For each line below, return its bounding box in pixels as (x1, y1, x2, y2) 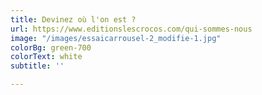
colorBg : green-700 (10, 42, 92, 53)
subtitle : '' (10, 61, 65, 71)
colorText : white (10, 52, 83, 62)
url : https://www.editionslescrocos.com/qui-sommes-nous (10, 24, 253, 34)
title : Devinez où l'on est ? (10, 14, 137, 25)
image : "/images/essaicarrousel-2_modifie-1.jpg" (10, 33, 222, 43)
